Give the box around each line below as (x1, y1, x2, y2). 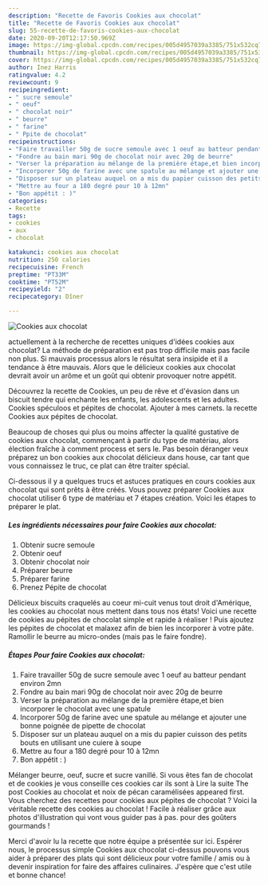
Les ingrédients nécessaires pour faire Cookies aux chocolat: (8, 519, 217, 530)
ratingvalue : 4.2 (8, 71, 66, 79)
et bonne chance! (8, 870, 66, 880)
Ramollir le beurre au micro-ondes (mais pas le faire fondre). (8, 631, 207, 641)
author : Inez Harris (8, 64, 77, 72)
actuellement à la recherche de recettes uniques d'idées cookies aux (8, 337, 235, 347)
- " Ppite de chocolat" (8, 130, 88, 138)
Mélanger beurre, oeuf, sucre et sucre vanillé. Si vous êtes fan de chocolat (8, 770, 254, 779)
